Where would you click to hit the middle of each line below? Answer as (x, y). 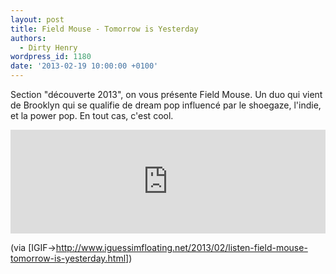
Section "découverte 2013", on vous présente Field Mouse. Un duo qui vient (166, 94)
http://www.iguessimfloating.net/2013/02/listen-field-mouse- (181, 247)
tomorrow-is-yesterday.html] (70, 258)
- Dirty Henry (48, 47)
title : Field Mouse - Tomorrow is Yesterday (104, 29)
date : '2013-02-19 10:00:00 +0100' (84, 66)
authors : (28, 38)
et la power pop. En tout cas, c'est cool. (92, 115)
